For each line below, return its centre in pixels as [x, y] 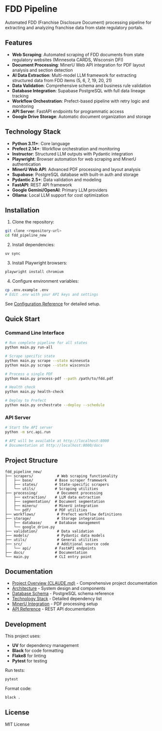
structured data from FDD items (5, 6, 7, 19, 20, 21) [62, 80]
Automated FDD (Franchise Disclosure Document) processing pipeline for [78, 22]
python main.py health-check [34, 392]
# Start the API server [29, 428]
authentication [26, 164]
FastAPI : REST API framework [42, 185]
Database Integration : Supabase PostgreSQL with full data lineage [79, 90]
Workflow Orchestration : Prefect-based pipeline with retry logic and [81, 101]
